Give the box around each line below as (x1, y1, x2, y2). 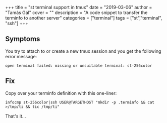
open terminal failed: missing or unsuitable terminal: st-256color (5, 63, 152, 68)
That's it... (5, 113, 26, 119)
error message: (5, 53, 37, 59)
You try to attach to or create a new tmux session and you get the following (5, 48, 161, 54)
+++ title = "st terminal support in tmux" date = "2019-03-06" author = (5, 5, 152, 10)
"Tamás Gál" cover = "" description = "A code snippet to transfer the (5, 10, 148, 16)
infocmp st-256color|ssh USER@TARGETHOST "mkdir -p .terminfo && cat (5, 100, 155, 105)
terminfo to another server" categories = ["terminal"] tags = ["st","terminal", (5, 15, 162, 21)
